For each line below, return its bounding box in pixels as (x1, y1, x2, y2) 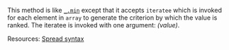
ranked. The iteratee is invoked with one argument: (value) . (7, 21, 180, 29)
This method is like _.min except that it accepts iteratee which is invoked (7, 6, 222, 14)
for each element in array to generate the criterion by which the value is (7, 13, 218, 22)
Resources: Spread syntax (7, 35, 84, 43)
